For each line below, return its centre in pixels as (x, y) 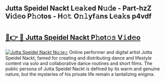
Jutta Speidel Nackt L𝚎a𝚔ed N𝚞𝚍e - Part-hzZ (78, 8)
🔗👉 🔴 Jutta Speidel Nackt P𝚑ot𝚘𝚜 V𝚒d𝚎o (73, 37)
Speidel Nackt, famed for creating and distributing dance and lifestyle (78, 58)
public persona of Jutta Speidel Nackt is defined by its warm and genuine (82, 69)
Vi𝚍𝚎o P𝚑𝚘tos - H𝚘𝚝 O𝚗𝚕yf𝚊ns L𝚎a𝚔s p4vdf (78, 17)
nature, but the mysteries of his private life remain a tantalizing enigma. (80, 74)
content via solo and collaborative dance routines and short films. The (79, 63)
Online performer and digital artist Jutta (110, 52)
